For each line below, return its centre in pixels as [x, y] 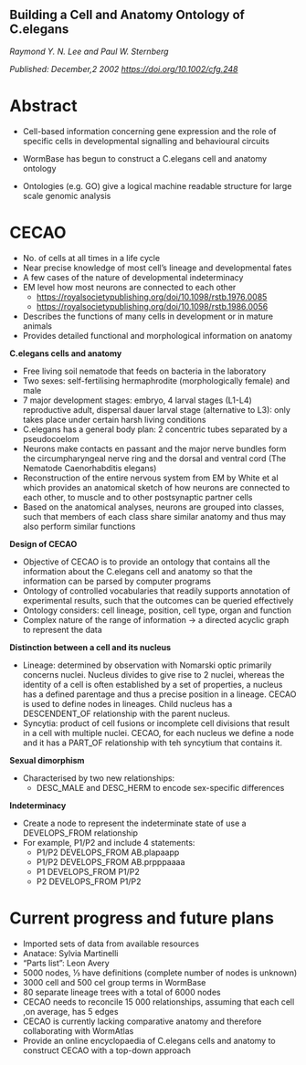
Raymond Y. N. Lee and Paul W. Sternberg [89, 51]
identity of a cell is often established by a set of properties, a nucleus [153, 684]
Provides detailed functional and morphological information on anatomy [157, 335]
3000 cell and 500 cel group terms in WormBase [114, 982]
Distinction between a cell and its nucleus [90, 647]
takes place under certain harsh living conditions [114, 419]
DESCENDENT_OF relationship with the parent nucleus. [127, 713]
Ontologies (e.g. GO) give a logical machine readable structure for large [157, 185]
